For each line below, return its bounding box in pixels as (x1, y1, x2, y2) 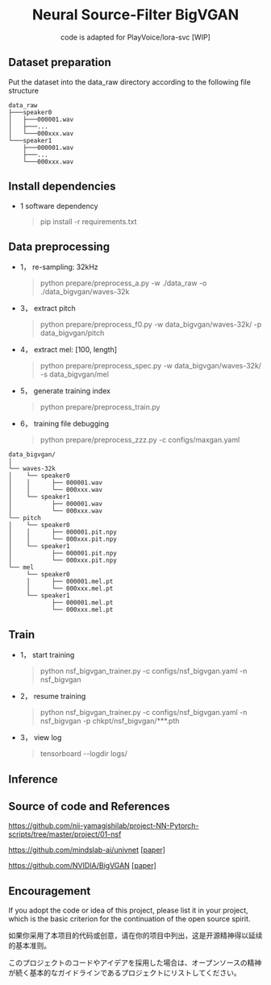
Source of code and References (8, 800, 170, 813)
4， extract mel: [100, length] (19, 345, 118, 355)
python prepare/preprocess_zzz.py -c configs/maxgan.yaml (40, 435, 240, 445)
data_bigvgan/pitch (40, 328, 105, 338)
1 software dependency (19, 201, 98, 210)
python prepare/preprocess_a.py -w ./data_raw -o (40, 278, 207, 288)
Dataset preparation (8, 56, 111, 69)
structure (8, 85, 39, 95)
